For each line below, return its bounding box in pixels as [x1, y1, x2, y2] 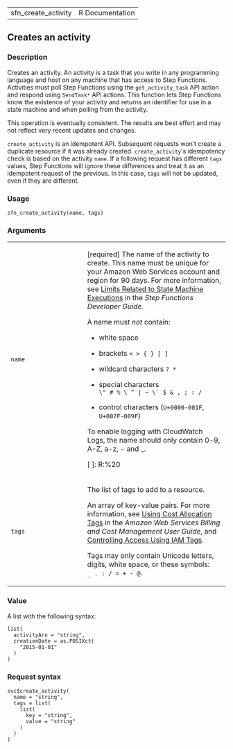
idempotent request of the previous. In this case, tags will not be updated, [7, 169, 218, 177]
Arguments [7, 225, 46, 235]
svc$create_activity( [7, 687, 70, 694]
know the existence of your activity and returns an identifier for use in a [7, 97, 212, 106]
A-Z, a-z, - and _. [87, 444, 146, 454]
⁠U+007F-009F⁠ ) [98, 411, 141, 421]
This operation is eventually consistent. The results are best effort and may [7, 118, 221, 127]
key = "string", [25, 711, 73, 718]
